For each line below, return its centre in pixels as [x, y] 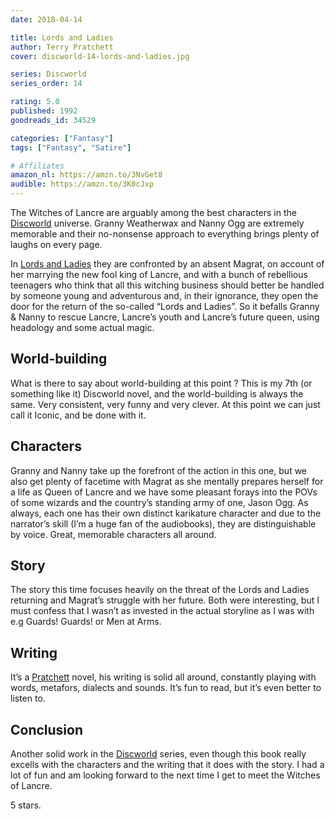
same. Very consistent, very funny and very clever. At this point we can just [165, 404]
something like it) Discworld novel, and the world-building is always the [157, 393]
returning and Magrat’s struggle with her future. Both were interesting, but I [165, 600]
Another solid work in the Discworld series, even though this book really [158, 754]
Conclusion [47, 729]
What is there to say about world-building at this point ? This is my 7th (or [161, 383]
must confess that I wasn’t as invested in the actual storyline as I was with [162, 611]
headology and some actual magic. [82, 327]
